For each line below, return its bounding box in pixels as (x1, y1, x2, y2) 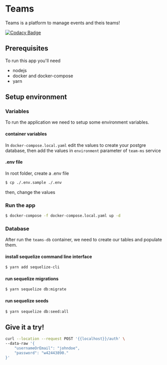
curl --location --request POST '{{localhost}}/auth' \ (5, 336, 125, 341)
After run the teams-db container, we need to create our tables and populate (5, 237, 162, 243)
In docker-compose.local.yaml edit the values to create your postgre (5, 142, 146, 148)
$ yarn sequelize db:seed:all (5, 309, 69, 314)
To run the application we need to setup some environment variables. (5, 119, 149, 125)
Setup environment (5, 93, 67, 101)
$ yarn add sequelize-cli (5, 265, 60, 270)
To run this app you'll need (5, 58, 61, 64)
